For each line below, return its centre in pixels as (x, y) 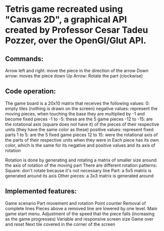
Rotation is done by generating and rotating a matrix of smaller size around (81, 160)
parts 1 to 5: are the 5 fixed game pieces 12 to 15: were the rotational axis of (82, 135)
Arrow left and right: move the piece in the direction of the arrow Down (77, 71)
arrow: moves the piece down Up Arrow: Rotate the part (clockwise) (74, 76)
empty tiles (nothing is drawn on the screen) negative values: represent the (81, 108)
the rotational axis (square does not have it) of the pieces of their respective (82, 124)
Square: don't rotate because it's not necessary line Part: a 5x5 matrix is (78, 170)
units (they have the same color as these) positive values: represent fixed (79, 129)
